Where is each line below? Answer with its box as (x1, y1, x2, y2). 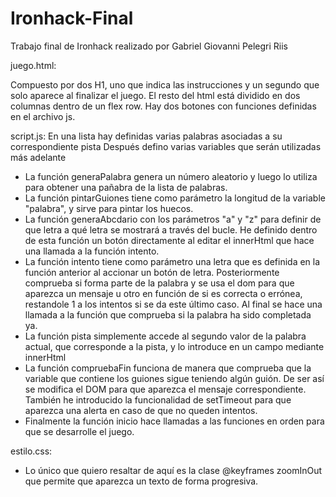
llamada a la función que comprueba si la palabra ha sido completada (24, 308, 312, 321)
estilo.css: (10, 445, 53, 457)
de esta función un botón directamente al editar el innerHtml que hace (24, 234, 315, 246)
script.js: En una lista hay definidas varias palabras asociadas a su (10, 130, 283, 142)
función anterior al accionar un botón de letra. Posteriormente (24, 266, 280, 278)
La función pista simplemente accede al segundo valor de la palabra (24, 330, 307, 342)
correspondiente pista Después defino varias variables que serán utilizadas (10, 140, 322, 152)
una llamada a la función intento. (24, 245, 160, 257)
